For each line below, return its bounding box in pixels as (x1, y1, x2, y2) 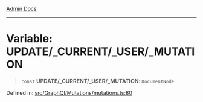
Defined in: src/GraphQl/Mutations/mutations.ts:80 (6, 89, 133, 96)
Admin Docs (6, 5, 37, 12)
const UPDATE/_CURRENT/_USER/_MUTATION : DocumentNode (21, 77, 175, 84)
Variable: (6, 32, 53, 46)
